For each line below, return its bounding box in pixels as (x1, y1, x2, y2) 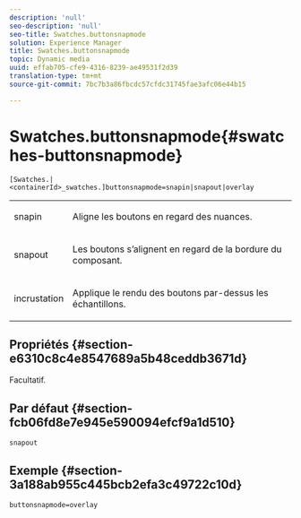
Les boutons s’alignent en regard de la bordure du (72, 243, 282, 255)
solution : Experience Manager (9, 38, 123, 47)
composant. (72, 254, 123, 266)
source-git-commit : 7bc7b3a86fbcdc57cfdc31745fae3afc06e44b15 (9, 80, 246, 89)
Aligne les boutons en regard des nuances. (72, 210, 253, 222)
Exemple (9, 462, 59, 478)
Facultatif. (9, 375, 47, 385)
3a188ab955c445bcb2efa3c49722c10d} (9, 477, 243, 492)
